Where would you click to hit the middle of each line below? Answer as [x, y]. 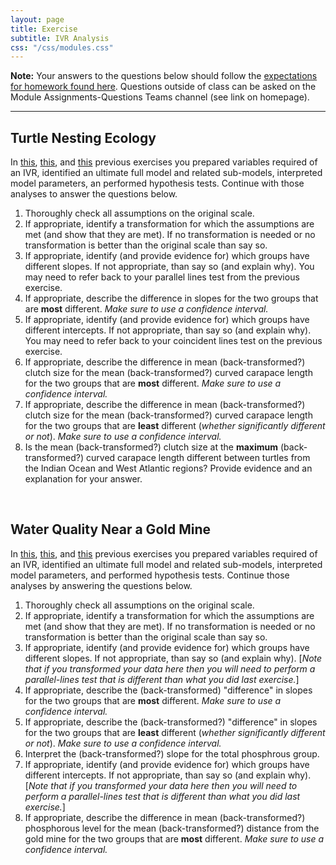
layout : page [37, 19]
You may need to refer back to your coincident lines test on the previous [173, 341]
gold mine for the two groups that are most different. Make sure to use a [174, 838]
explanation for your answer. [83, 479]
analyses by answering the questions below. [101, 585]
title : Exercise [44, 29]
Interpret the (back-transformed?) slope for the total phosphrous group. [172, 753]
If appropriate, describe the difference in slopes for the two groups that [171, 298]
